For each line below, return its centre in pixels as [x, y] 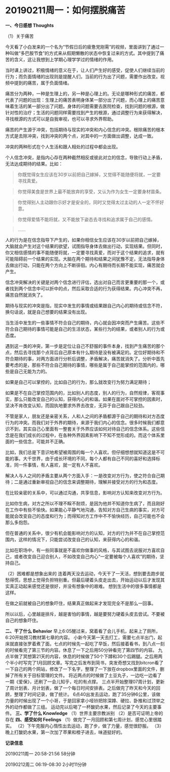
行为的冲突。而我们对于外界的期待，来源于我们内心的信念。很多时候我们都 [83, 422]
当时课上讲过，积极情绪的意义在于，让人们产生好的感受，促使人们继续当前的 [85, 70]
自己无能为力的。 [32, 371]
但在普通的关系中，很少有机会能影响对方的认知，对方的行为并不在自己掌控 [83, 533]
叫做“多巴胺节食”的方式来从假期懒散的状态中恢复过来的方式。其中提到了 [85, 53]
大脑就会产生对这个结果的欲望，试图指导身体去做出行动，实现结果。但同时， [85, 246]
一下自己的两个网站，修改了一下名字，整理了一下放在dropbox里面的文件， [83, 669]
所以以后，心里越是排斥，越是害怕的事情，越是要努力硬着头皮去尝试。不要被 [85, 614]
